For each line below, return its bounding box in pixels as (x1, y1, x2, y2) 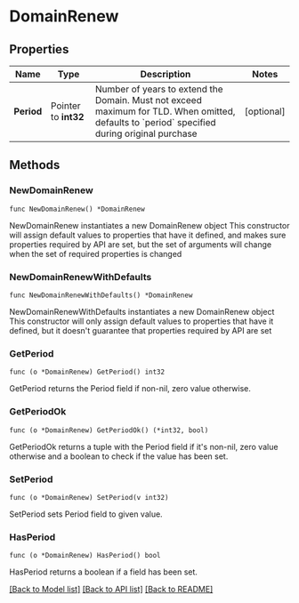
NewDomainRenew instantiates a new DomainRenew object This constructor (9, 220, 290, 230)
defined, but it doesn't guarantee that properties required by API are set (9, 325, 272, 335)
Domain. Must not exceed (94, 94, 202, 106)
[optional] (244, 105, 286, 117)
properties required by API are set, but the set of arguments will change (9, 238, 272, 250)
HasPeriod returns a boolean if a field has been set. (9, 567, 198, 577)
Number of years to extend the (94, 83, 224, 95)
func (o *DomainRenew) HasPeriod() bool (9, 551, 162, 560)
